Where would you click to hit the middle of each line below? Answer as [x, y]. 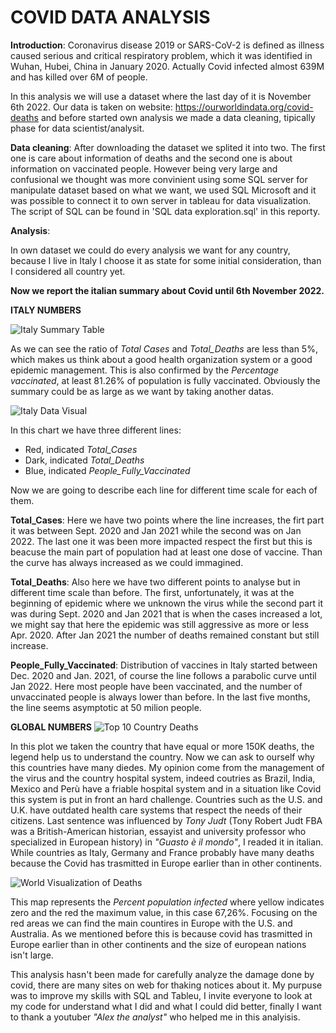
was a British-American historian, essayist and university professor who [158, 831]
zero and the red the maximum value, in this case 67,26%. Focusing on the [164, 912]
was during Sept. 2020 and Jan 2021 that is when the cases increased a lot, [166, 613]
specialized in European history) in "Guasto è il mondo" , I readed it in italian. [167, 842]
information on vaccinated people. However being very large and [144, 168]
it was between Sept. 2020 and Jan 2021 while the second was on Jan [156, 530]
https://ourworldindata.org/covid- [244, 107]
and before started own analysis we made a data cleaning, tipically [178, 117]
